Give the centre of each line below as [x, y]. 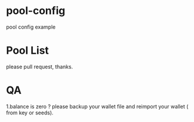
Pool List [27, 50]
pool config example [31, 27]
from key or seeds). [30, 113]
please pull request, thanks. [40, 67]
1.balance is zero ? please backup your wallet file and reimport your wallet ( [97, 106]
